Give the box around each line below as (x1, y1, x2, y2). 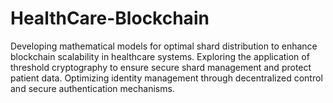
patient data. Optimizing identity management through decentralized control (10, 72, 323, 84)
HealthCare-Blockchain (10, 7, 210, 30)
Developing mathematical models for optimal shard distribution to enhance (10, 40, 318, 52)
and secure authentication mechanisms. (10, 82, 175, 94)
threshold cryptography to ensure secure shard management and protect (10, 61, 312, 73)
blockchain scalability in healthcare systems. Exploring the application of (10, 50, 310, 62)
